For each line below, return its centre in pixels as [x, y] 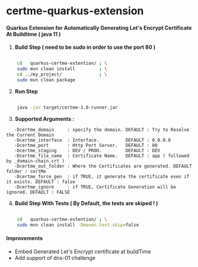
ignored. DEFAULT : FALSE [38, 192]
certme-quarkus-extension [75, 11]
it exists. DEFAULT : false [41, 182]
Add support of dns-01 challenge [55, 257]
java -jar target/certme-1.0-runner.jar [67, 107]
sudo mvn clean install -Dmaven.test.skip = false [78, 225]
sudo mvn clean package [46, 80]
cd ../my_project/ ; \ [62, 75]
